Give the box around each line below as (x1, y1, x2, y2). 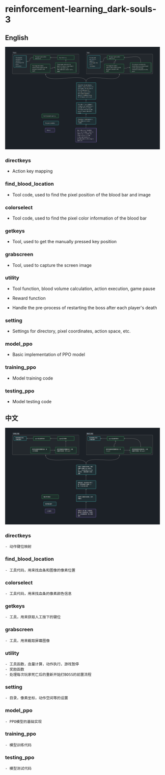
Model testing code (12, 399, 52, 404)
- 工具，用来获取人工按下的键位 (5, 614, 61, 620)
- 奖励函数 (5, 667, 25, 672)
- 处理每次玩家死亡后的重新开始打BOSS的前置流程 (5, 672, 92, 677)
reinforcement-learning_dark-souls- (5, 3, 157, 15)
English (5, 33, 28, 42)
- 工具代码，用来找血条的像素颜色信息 (5, 591, 72, 596)
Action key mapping (12, 168, 53, 174)
